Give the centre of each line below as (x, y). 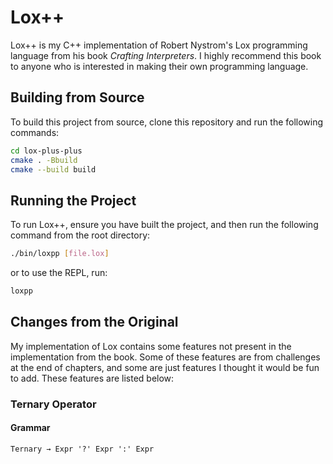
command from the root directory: (80, 235)
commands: (35, 132)
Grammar (30, 428)
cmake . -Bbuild (44, 160)
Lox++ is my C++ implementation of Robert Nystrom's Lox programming (159, 45)
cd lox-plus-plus (46, 151)
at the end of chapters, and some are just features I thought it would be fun (165, 367)
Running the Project (73, 200)
